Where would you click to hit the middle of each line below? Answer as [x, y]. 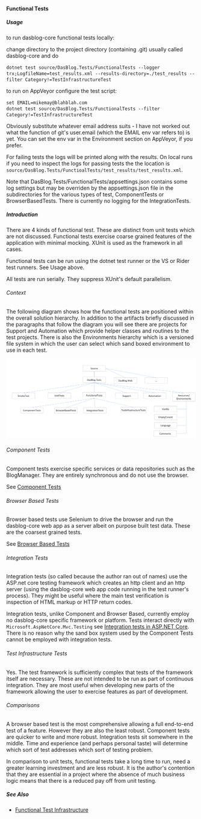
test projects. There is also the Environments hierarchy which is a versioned [100, 337]
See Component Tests [34, 487]
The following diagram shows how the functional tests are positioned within [100, 311]
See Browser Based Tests [38, 544]
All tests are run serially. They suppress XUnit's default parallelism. [89, 279]
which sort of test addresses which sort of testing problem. [80, 749]
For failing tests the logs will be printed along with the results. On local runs [100, 157]
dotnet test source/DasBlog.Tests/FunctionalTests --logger [83, 67]
